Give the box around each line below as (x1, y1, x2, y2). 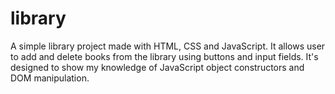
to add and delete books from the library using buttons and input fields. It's (10, 50, 319, 62)
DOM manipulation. (10, 72, 90, 84)
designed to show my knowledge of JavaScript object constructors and (10, 61, 305, 73)
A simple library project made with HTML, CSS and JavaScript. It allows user (10, 40, 326, 52)
